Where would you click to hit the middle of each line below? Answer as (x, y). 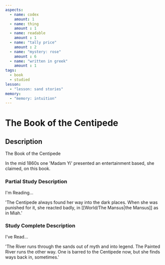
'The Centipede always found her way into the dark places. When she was (82, 202)
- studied (20, 80)
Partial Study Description (36, 182)
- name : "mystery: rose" (35, 52)
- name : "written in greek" (39, 61)
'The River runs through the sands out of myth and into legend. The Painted (83, 246)
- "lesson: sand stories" (37, 89)
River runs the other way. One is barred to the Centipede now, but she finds (83, 251)
